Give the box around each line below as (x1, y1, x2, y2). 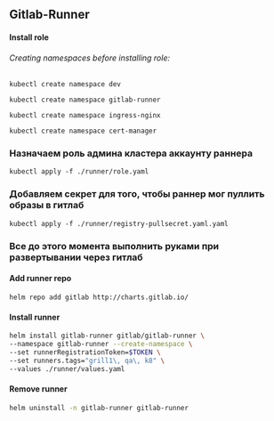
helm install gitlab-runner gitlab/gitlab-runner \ (9, 331, 205, 341)
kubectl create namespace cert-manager (9, 126, 157, 136)
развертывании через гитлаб (9, 251, 144, 263)
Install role (9, 31, 49, 43)
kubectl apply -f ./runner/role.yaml (9, 167, 149, 176)
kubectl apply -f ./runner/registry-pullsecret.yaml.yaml (9, 219, 229, 228)
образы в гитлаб (9, 199, 85, 212)
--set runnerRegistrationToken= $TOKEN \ (9, 347, 162, 357)
